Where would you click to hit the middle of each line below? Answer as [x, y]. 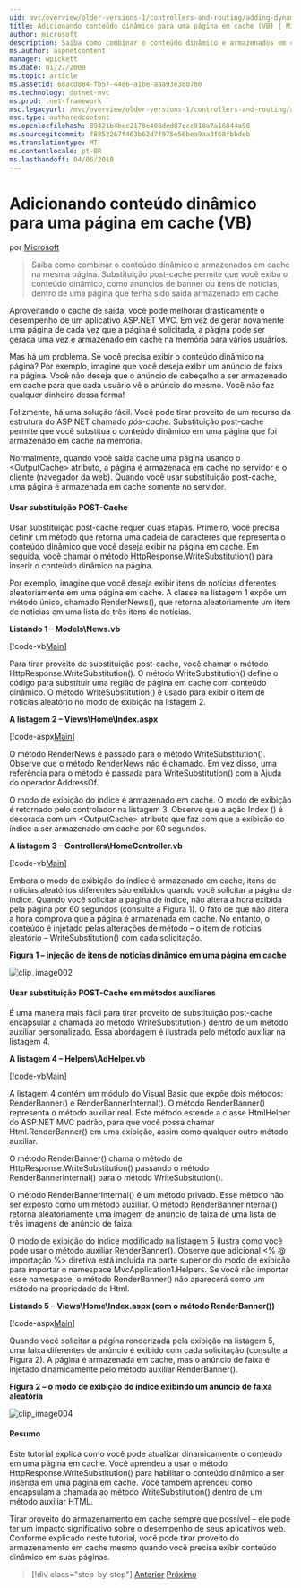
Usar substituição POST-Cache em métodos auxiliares [113, 993]
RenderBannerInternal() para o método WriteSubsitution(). [116, 1177]
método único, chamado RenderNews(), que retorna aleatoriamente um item [150, 602]
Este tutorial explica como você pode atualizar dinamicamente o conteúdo [146, 1454]
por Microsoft [34, 247]
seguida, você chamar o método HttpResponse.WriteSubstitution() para [142, 556]
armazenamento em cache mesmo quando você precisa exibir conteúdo [143, 1548]
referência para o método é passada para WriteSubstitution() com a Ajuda [146, 773]
